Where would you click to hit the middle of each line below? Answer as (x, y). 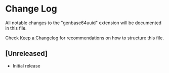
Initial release (26, 65)
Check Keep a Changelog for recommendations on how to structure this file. (85, 38)
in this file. (16, 28)
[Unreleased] (27, 54)
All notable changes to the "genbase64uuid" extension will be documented (83, 23)
